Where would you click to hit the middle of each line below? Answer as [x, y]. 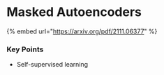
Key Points [25, 49]
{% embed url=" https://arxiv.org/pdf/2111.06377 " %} [82, 31]
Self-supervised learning [52, 65]
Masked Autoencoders [74, 12]
